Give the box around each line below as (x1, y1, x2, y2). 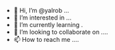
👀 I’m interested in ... (13, 14, 72, 22)
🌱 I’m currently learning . (13, 21, 84, 28)
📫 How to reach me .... (13, 36, 79, 43)
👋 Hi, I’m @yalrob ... (13, 7, 70, 14)
